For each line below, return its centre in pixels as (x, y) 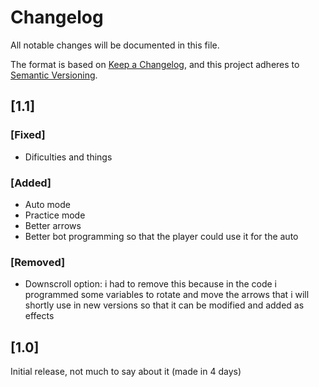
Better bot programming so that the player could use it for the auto (161, 236)
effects (39, 316)
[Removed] (38, 262)
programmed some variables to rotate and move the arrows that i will (167, 295)
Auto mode (47, 204)
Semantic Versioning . (54, 75)
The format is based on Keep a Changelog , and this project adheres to (155, 64)
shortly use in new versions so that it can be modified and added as (164, 305)
